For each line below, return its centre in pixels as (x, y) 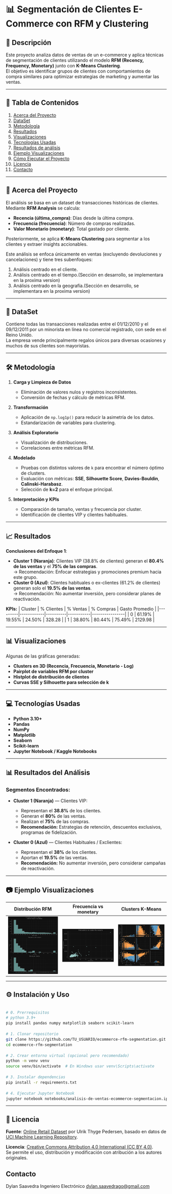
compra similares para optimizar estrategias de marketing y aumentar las (83, 76)
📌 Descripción (29, 43)
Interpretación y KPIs (36, 499)
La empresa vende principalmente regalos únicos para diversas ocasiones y (86, 340)
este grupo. (25, 577)
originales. (17, 1158)
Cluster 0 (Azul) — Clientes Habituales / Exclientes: (68, 842)
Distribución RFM (33, 909)
